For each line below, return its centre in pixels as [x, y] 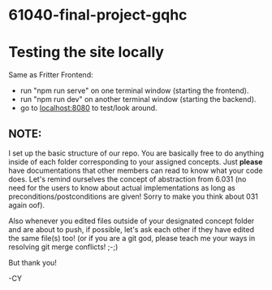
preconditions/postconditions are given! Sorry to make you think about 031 [133, 196]
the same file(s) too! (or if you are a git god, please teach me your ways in [132, 238]
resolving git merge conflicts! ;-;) [63, 247]
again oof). [27, 204]
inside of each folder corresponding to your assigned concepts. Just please [136, 161]
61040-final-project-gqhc [98, 15]
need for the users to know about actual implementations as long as [122, 187]
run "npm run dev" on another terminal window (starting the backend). [138, 99]
